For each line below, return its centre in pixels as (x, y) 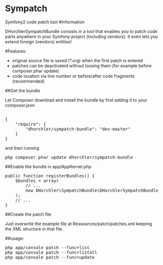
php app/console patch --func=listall (51, 252)
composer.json (20, 105)
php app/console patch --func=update (50, 257)
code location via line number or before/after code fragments (73, 76)
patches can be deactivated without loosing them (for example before (82, 66)
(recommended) (28, 81)
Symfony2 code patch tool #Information (45, 22)
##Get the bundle (23, 90)
